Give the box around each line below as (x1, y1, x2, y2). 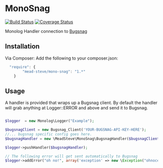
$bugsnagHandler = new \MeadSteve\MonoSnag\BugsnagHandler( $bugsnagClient (5, 136, 160, 141)
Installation (5, 42, 40, 51)
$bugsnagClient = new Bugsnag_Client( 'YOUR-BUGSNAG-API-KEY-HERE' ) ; (5, 127, 147, 132)
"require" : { (9, 64, 36, 69)
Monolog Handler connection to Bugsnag (5, 28, 87, 34)
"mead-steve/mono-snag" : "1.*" (22, 69, 86, 74)
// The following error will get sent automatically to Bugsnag (5, 153, 138, 159)
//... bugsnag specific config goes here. (5, 132, 92, 137)
